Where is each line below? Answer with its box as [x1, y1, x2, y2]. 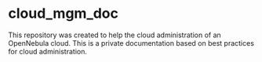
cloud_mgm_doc [8, 5, 119, 22]
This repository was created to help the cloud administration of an [8, 30, 221, 40]
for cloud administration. [8, 46, 88, 56]
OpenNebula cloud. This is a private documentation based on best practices [8, 38, 255, 47]
